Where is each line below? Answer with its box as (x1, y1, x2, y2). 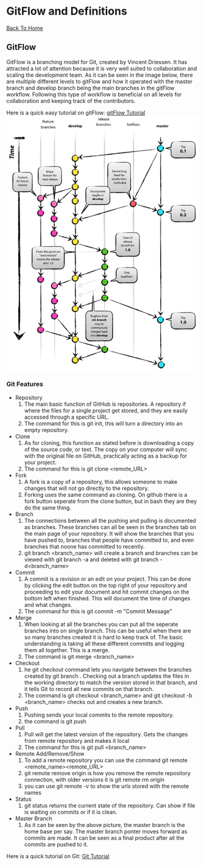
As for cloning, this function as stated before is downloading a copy (24, 439, 194, 446)
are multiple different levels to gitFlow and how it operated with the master (6, 77, 193, 85)
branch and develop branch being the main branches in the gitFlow (6, 84, 175, 91)
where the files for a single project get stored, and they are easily (24, 406, 188, 414)
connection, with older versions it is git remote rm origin (24, 776, 165, 783)
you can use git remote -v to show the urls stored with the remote (24, 782, 189, 790)
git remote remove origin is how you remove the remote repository (24, 769, 191, 776)
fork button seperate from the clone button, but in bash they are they (24, 497, 197, 505)
